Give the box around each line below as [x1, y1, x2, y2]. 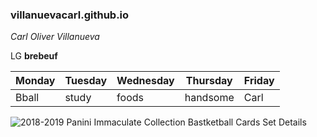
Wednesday [116, 74, 175, 88]
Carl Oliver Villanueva [10, 31, 100, 43]
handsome [184, 91, 235, 105]
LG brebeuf [10, 50, 58, 62]
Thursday [185, 74, 233, 88]
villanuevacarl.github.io [10, 8, 130, 22]
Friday [243, 74, 275, 88]
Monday [15, 74, 56, 88]
